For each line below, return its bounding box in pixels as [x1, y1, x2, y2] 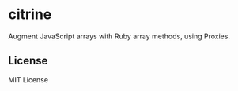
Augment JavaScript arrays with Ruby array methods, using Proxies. [8, 31, 231, 41]
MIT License [8, 75, 49, 84]
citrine [8, 5, 52, 24]
